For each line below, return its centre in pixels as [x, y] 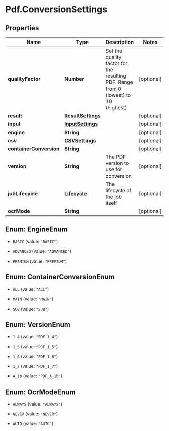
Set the [114, 51]
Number [74, 79]
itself [111, 203]
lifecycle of [118, 190]
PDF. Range [119, 82]
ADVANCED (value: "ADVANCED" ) [42, 251]
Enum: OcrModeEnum [40, 392]
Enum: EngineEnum [36, 229]
